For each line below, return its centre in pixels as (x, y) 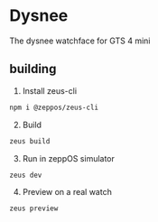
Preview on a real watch (67, 192)
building (33, 69)
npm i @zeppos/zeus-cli (54, 107)
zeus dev (26, 175)
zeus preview (34, 208)
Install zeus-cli (50, 90)
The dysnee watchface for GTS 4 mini (80, 41)
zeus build (30, 141)
